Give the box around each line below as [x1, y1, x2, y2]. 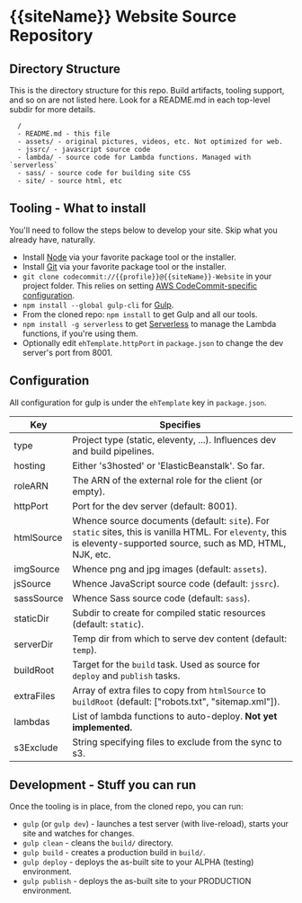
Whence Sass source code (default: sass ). [71, 591, 250, 604]
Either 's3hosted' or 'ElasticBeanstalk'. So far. [71, 459, 265, 472]
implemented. [71, 721, 133, 733]
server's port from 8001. [22, 347, 113, 358]
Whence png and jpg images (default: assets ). [71, 562, 268, 575]
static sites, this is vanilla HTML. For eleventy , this [71, 526, 288, 538]
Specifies [159, 418, 201, 430]
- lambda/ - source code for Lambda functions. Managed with [17, 153, 252, 162]
